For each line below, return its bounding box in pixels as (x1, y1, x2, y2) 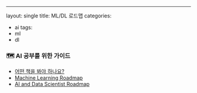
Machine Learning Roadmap (14, 74, 83, 81)
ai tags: (14, 24, 33, 31)
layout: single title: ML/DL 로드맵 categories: (6, 12, 112, 19)
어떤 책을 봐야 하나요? (14, 68, 64, 75)
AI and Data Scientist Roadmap (14, 81, 90, 88)
